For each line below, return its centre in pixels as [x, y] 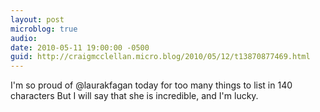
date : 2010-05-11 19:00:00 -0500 [80, 47]
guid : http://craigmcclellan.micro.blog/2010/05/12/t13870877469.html [160, 57]
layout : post [37, 19]
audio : [24, 38]
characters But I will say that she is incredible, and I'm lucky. [134, 96]
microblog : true [44, 29]
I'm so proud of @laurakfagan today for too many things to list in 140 [151, 85]
